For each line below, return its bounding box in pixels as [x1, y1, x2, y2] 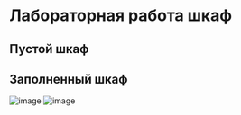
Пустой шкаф [9, 41, 89, 57]
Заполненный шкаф [9, 71, 128, 86]
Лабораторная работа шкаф [9, 5, 233, 26]
